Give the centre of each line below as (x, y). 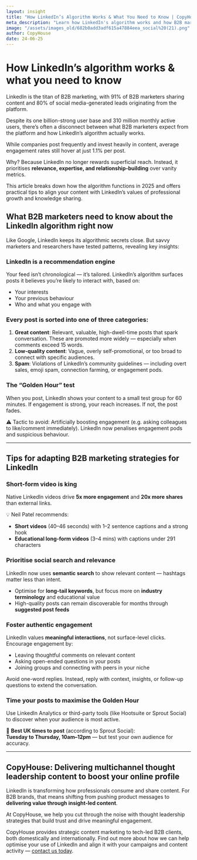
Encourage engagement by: (40, 643)
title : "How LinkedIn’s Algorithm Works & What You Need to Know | (90, 17)
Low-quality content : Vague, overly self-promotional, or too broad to (98, 351)
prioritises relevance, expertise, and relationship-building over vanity (91, 168)
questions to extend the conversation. (52, 685)
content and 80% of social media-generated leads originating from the (91, 103)
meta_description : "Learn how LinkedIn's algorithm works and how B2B (94, 22)
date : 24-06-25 (25, 39)
